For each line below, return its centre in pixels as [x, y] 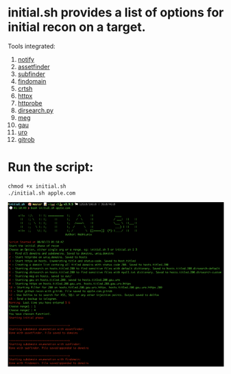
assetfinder [34, 66]
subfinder [31, 74]
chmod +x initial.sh [37, 186]
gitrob [26, 139]
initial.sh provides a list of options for [116, 13]
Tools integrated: [32, 46]
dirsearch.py [36, 110]
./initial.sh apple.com [42, 193]
